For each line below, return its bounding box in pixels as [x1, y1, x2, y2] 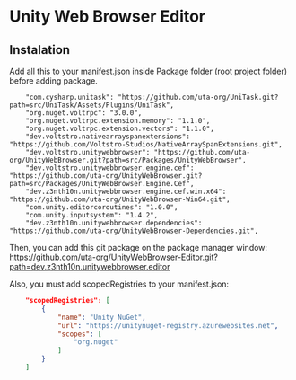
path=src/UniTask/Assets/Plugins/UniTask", [9, 101, 175, 110]
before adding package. [9, 75, 99, 86]
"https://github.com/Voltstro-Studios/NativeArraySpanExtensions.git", [9, 140, 283, 149]
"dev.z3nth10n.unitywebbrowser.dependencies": [25, 218, 203, 227]
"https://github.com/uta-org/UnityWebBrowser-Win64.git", [9, 195, 231, 204]
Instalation [9, 42, 70, 57]
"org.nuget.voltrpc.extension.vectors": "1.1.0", [25, 124, 215, 133]
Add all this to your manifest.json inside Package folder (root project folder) [9, 66, 288, 76]
